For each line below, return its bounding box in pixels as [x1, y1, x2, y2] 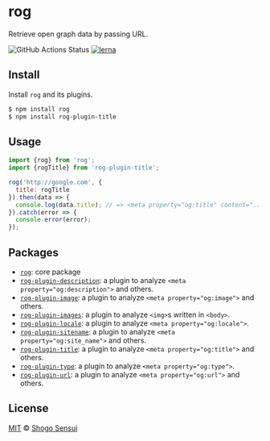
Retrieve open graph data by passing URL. [8, 29, 149, 39]
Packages [8, 245, 59, 260]
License [8, 401, 49, 415]
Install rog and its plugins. [8, 89, 93, 99]
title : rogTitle [15, 185, 70, 193]
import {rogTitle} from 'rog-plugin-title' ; [8, 164, 160, 172]
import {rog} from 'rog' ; [8, 156, 95, 164]
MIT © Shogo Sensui [8, 422, 78, 433]
